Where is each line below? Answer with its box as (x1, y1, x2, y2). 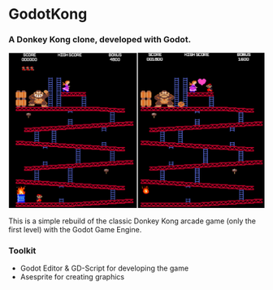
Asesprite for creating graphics (19, 272, 124, 282)
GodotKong (8, 5, 88, 24)
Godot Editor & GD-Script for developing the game (19, 263, 189, 273)
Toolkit (8, 245, 37, 257)
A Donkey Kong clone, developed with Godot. (8, 34, 192, 45)
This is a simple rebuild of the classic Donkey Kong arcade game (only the (8, 216, 256, 226)
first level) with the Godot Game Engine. (8, 225, 142, 235)
